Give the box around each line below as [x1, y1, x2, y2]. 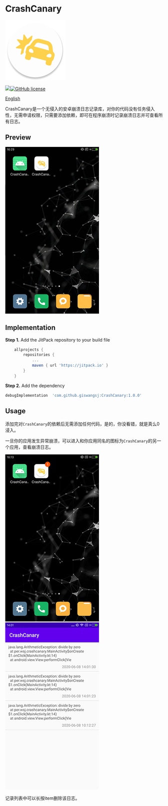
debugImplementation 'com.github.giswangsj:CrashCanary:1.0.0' [5, 393, 142, 398]
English [5, 95, 20, 101]
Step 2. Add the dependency [5, 382, 65, 389]
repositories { [23, 352, 55, 358]
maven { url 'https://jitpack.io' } [31, 363, 108, 368]
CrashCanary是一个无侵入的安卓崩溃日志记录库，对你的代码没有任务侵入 [5, 106, 155, 112]
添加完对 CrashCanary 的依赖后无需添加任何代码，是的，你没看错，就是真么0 [5, 421, 160, 427]
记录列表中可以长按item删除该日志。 [5, 795, 80, 801]
